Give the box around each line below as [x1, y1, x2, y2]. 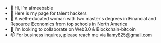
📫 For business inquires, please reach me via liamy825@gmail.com [10, 32, 152, 38]
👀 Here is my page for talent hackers [10, 10, 87, 16]
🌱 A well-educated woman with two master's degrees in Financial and [10, 16, 156, 21]
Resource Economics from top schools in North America [10, 21, 128, 27]
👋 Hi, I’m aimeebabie [10, 5, 53, 11]
